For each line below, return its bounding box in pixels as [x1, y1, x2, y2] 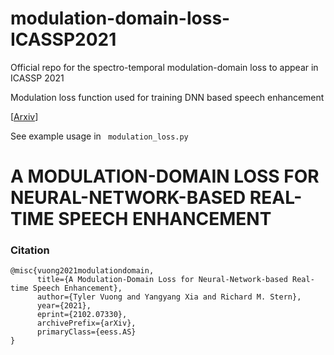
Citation [10, 243, 50, 257]
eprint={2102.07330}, [36, 310, 128, 320]
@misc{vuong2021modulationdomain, [10, 266, 155, 276]
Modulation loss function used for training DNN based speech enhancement [10, 91, 325, 103]
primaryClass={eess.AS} [36, 327, 137, 337]
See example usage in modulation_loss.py [10, 130, 189, 142]
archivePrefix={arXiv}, [36, 318, 137, 329]
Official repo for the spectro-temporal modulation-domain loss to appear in [10, 61, 319, 73]
